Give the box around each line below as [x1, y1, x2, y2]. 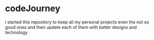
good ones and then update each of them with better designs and [5, 24, 137, 30]
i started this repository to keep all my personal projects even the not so [5, 19, 150, 25]
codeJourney [5, 3, 61, 14]
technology [5, 29, 28, 35]
